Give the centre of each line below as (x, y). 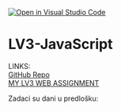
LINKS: (19, 66)
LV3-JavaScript (60, 44)
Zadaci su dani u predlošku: (53, 98)
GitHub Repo (29, 75)
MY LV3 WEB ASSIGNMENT (54, 82)
